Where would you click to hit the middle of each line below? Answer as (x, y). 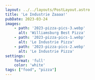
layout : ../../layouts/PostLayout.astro (48, 10)
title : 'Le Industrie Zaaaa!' (37, 14)
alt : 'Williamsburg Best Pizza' (52, 33)
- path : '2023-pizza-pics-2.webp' (50, 47)
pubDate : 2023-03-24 (27, 19)
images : (13, 24)
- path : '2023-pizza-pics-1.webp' (50, 38)
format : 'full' (30, 61)
